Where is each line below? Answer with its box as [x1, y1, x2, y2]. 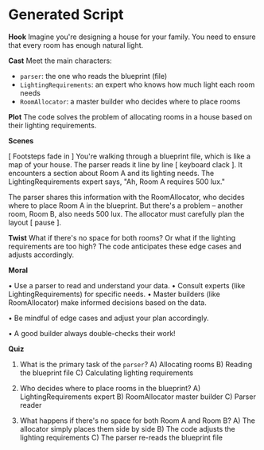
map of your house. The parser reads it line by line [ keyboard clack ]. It [8, 159, 243, 169]
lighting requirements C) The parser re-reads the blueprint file [19, 432, 223, 442]
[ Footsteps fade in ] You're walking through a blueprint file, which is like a [8, 151, 251, 161]
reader [19, 400, 42, 409]
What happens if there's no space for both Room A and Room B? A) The [19, 416, 256, 425]
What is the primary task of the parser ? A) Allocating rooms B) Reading [19, 359, 253, 369]
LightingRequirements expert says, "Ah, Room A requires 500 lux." [8, 177, 225, 186]
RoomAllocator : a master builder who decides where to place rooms [19, 96, 241, 106]
